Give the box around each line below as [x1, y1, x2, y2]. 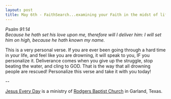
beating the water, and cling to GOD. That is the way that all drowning [5, 63, 151, 69]
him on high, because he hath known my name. [5, 37, 105, 43]
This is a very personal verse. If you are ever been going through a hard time [5, 47, 166, 53]
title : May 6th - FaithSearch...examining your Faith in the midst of [5, 12, 158, 17]
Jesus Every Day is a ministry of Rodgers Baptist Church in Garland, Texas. [5, 88, 163, 94]
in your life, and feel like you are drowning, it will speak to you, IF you [5, 52, 150, 58]
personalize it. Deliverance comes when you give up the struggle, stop [5, 57, 153, 63]
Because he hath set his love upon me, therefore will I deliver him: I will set [5, 31, 162, 38]
